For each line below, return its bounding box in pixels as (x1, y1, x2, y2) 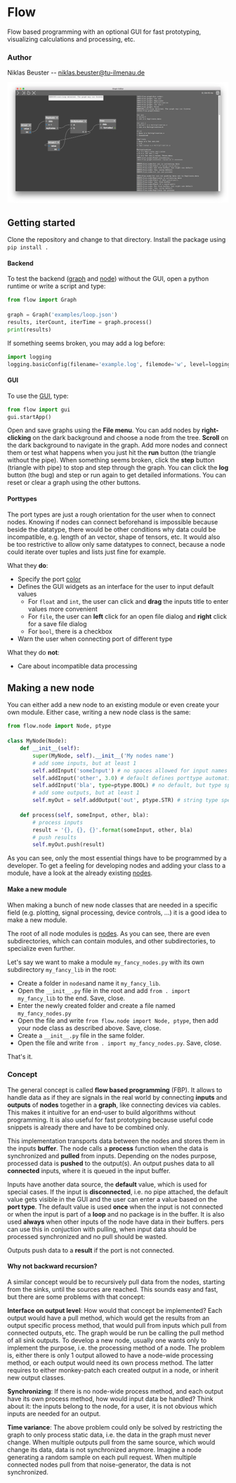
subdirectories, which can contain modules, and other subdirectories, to (7, 936, 216, 945)
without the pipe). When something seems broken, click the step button (7, 456, 216, 465)
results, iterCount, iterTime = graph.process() (7, 319, 152, 326)
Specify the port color (17, 574, 81, 583)
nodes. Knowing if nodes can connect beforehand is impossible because (7, 517, 218, 526)
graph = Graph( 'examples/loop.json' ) (7, 311, 118, 318)
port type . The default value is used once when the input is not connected (7, 1203, 223, 1211)
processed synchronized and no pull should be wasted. (7, 1232, 168, 1241)
